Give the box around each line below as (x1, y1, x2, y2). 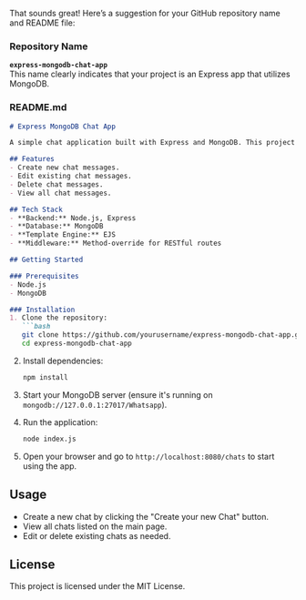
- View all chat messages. (9, 188, 112, 198)
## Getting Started (9, 255, 84, 265)
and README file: (9, 17, 76, 28)
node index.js (22, 434, 76, 443)
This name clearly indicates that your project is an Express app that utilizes (9, 68, 291, 80)
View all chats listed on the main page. (22, 521, 168, 532)
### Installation (9, 305, 76, 314)
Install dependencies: (22, 355, 104, 366)
